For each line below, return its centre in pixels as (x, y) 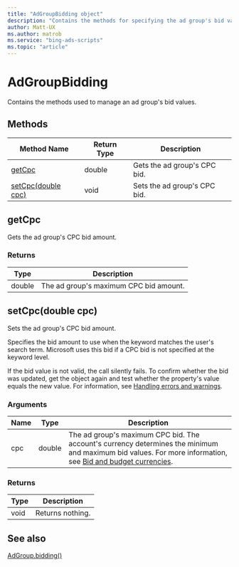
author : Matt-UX (31, 27)
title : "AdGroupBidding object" (55, 14)
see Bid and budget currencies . (121, 461)
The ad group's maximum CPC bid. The (134, 435)
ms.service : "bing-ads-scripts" (55, 41)
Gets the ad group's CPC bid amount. (62, 237)
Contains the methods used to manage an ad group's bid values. (102, 102)
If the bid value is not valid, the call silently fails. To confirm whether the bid (118, 371)
